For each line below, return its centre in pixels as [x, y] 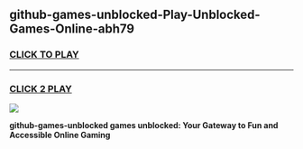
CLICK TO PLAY [44, 55]
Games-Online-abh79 [72, 29]
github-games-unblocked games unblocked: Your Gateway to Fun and [144, 125]
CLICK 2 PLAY [41, 88]
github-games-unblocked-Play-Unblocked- [135, 15]
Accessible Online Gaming [60, 135]
